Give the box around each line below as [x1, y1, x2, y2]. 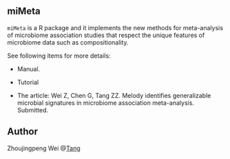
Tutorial [17, 78, 39, 86]
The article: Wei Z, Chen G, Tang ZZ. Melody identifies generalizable [17, 91, 211, 99]
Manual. [17, 64, 41, 73]
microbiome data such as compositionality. [7, 38, 129, 47]
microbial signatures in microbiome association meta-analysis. [17, 99, 195, 107]
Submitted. [17, 106, 49, 114]
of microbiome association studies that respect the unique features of [7, 31, 205, 39]
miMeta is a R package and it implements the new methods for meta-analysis [7, 23, 224, 32]
